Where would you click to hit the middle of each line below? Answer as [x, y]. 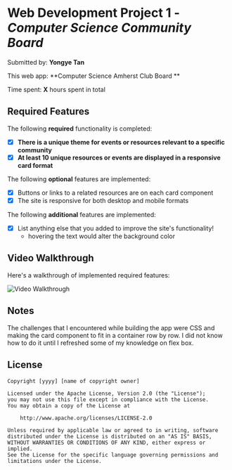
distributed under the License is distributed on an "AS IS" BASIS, [110, 436]
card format [35, 165]
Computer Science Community [99, 28]
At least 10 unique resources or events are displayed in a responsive [119, 157]
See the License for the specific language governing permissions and [113, 455]
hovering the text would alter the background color [102, 236]
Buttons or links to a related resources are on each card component [115, 192]
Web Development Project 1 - [94, 13]
